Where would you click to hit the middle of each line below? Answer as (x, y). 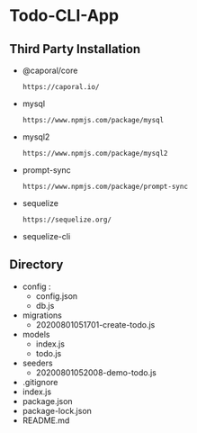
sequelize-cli (46, 236)
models (36, 334)
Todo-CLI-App (64, 16)
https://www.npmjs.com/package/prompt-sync (105, 186)
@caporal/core (50, 70)
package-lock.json (57, 410)
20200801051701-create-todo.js (95, 324)
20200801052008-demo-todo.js (96, 372)
